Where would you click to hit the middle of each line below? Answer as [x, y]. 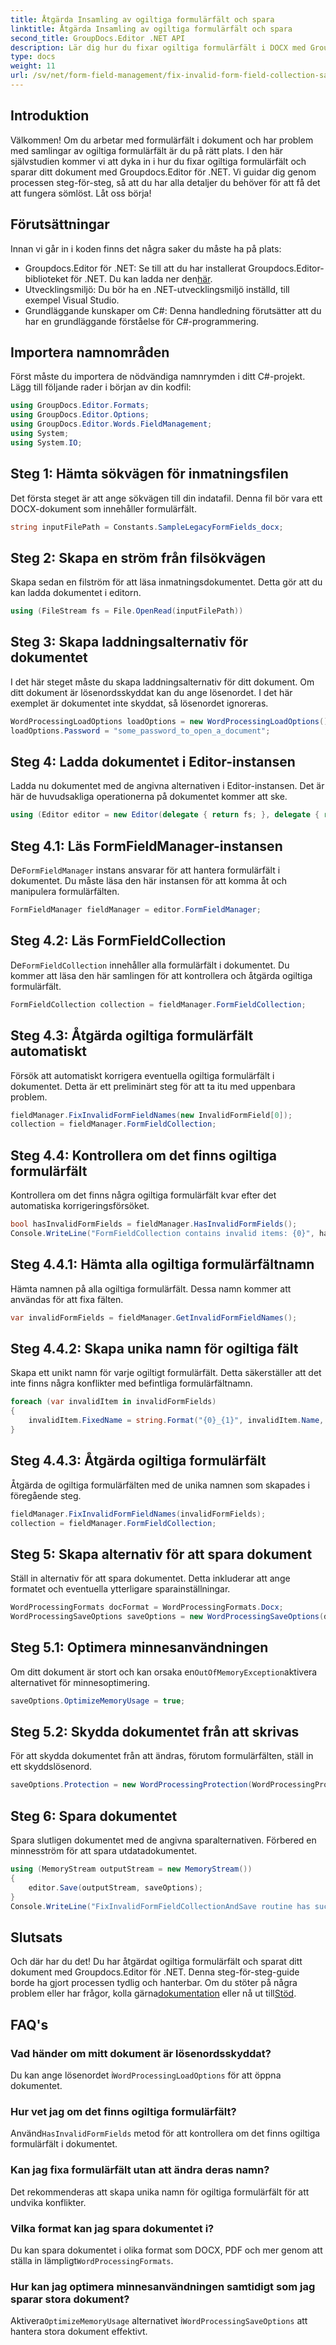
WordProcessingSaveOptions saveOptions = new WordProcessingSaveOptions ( [167, 1617]
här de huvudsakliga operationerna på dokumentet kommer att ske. [149, 797]
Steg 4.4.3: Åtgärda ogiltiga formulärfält [138, 1461]
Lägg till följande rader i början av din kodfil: [101, 387]
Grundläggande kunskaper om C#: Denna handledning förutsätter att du [173, 310]
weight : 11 [33, 66]
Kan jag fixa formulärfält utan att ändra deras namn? [140, 2170]
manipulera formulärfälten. [65, 892]
